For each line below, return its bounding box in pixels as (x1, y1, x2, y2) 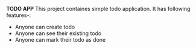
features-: (6, 11, 31, 19)
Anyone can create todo (14, 24, 75, 30)
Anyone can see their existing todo (14, 30, 102, 37)
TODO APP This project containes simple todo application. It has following (6, 5, 191, 12)
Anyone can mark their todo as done (14, 36, 106, 43)
